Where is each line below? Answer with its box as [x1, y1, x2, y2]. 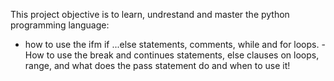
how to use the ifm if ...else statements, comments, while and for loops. [24, 39, 320, 50]
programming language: [10, 19, 110, 31]
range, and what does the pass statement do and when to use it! [24, 60, 291, 71]
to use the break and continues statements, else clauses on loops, [46, 49, 320, 61]
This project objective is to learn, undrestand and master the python [10, 9, 290, 20]
